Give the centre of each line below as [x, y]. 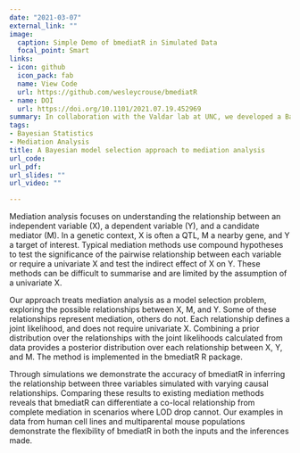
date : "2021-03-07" [46, 17]
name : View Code [47, 84]
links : [21, 59]
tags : [19, 126]
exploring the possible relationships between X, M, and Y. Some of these [143, 309]
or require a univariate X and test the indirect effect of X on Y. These [135, 264]
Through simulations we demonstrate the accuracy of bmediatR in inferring [147, 375]
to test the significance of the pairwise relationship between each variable [146, 254]
